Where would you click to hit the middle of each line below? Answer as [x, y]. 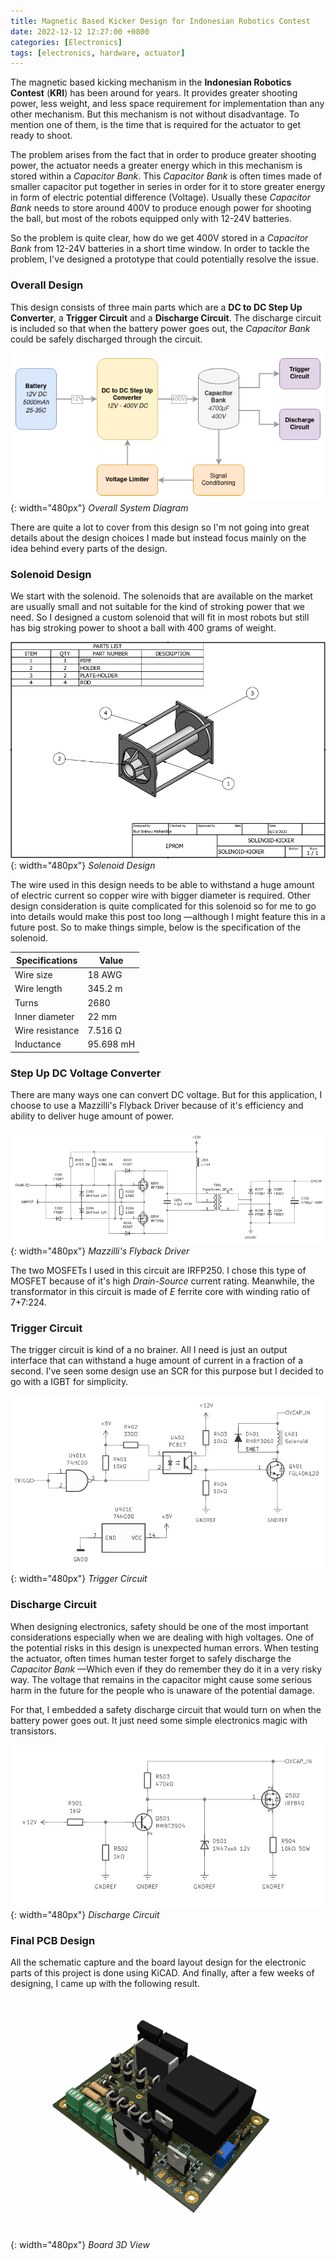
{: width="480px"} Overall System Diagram [99, 507]
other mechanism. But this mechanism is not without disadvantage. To [155, 114]
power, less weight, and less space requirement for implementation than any [167, 104]
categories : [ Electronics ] [66, 42]
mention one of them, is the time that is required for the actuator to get [155, 125]
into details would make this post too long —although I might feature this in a [168, 917]
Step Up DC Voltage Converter [86, 1073]
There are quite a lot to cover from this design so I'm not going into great [160, 527]
